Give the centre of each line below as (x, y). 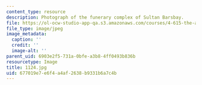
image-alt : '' (29, 51)
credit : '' (25, 45)
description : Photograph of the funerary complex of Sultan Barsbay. (95, 17)
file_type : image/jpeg (35, 28)
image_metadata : (26, 34)
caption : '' (27, 40)
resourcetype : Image (32, 62)
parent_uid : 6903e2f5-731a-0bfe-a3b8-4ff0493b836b (71, 56)
